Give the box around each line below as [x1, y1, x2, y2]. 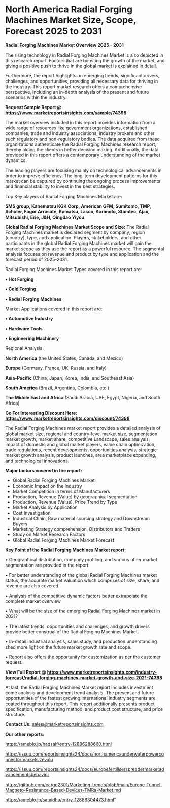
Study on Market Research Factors [12, 531, 85, 537]
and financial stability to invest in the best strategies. [5, 183, 115, 190]
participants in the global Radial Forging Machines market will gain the [5, 240, 152, 246]
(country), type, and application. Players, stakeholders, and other [5, 234, 141, 240]
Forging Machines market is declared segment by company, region [5, 229, 145, 235]
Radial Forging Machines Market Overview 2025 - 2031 [5, 42, 124, 48]
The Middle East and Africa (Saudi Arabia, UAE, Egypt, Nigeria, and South [5, 394, 161, 400]
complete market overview [5, 598, 61, 604]
